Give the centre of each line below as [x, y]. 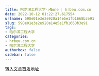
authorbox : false [23, 50]
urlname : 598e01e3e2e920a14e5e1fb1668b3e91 [50, 18]
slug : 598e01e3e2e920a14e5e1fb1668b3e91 [47, 23]
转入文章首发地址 [22, 69]
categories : [17, 37]
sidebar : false [20, 54]
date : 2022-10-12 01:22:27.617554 [40, 14]
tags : [10, 28]
